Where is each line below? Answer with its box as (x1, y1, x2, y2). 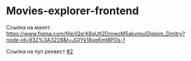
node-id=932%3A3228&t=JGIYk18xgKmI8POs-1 (6, 36, 126, 43)
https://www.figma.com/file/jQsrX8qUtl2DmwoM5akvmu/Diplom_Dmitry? (6, 30, 186, 37)
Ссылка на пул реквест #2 (6, 47, 73, 54)
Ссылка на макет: (6, 24, 52, 31)
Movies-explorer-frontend (6, 4, 139, 18)
